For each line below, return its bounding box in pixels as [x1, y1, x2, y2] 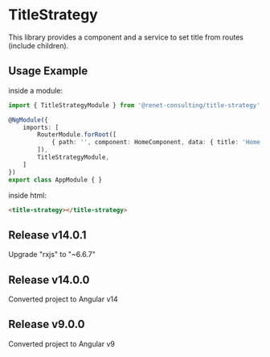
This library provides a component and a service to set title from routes [8, 32, 243, 42]
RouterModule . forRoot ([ [37, 131, 117, 139]
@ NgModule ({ [8, 115, 48, 124]
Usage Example [8, 64, 88, 78]
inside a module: [8, 85, 63, 95]
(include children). [8, 40, 69, 50]
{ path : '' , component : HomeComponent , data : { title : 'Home [51, 139, 261, 147]
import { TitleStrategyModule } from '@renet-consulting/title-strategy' [8, 101, 261, 110]
